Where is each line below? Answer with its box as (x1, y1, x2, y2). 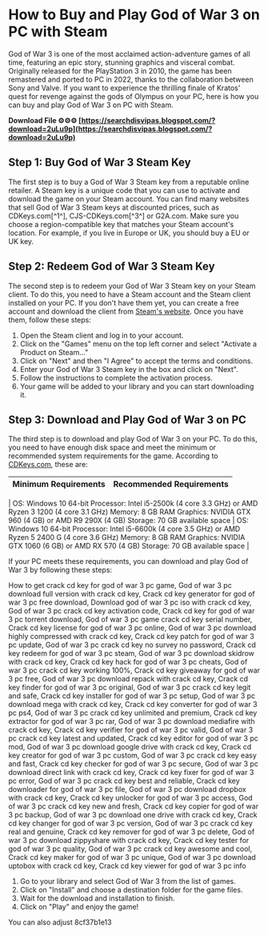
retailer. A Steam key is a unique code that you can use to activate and (8, 186, 240, 195)
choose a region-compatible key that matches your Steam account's (8, 219, 234, 229)
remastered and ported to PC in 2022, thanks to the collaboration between (8, 74, 254, 84)
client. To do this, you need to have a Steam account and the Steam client (8, 290, 251, 299)
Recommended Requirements (113, 478, 230, 489)
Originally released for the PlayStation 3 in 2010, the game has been (8, 66, 232, 75)
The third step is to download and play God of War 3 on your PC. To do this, (8, 434, 258, 444)
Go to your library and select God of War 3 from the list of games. (19, 877, 236, 886)
